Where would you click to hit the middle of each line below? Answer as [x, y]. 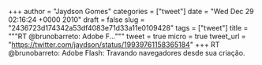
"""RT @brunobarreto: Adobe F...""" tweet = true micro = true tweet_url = [127, 36]
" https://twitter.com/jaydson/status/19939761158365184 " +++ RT [114, 45]
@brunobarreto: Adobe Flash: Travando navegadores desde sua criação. [127, 53]
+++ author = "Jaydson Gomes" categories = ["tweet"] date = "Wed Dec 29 [131, 11]
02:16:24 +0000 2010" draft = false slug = [77, 20]
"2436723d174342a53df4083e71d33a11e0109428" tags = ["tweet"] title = [128, 28]
